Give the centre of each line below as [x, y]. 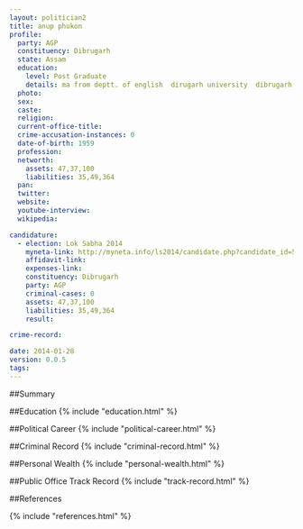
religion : [36, 118]
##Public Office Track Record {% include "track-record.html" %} [129, 481]
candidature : [34, 235]
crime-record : [36, 335]
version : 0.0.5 [38, 360]
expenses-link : [54, 269]
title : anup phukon [46, 26]
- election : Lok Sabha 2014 [70, 243]
